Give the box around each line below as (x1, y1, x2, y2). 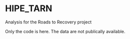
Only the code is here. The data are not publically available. (5, 28, 126, 34)
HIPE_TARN (5, 3, 53, 14)
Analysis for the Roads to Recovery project (5, 19, 92, 25)
